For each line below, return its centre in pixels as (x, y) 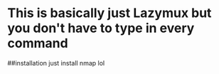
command (38, 43)
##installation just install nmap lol (56, 63)
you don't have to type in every (101, 28)
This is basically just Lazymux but (109, 13)
